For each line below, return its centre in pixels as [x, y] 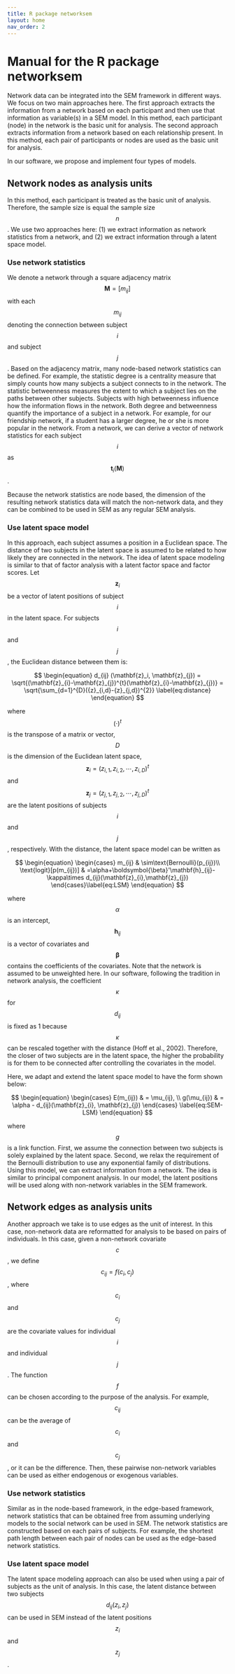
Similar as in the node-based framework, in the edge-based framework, [111, 1508]
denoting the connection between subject [67, 325]
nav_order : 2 [26, 27]
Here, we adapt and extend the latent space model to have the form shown [115, 1077]
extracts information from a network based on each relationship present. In [115, 133]
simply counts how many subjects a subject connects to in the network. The [117, 384]
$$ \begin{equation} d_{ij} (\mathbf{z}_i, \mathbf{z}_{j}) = [117, 675]
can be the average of [39, 1421]
